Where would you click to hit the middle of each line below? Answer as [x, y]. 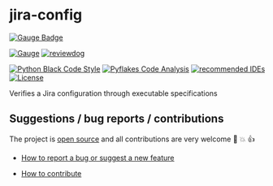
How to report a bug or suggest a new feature [97, 158]
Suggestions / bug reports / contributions [117, 119]
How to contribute [51, 173]
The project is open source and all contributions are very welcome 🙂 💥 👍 [132, 139]
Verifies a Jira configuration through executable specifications [113, 93]
